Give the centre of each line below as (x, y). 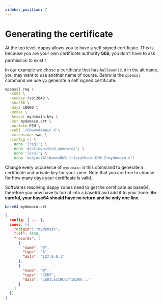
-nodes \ (18, 112)
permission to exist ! (26, 60)
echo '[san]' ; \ (31, 153)
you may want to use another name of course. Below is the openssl (73, 75)
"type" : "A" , (36, 252)
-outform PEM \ (25, 126)
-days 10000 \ (24, 108)
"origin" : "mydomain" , (37, 229)
